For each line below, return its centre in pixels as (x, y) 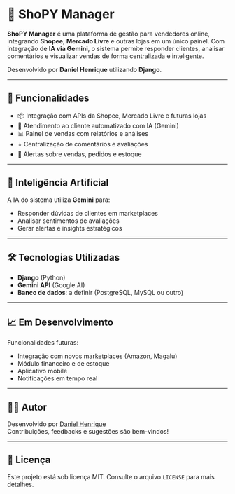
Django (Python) (41, 278)
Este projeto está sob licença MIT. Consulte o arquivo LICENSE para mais (111, 476)
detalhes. (21, 484)
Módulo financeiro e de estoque (63, 364)
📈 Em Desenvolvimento (60, 322)
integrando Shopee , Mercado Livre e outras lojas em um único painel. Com (116, 41)
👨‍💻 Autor (27, 407)
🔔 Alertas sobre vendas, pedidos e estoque (79, 154)
